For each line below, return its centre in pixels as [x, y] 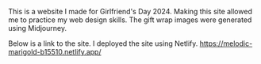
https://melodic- [226, 43]
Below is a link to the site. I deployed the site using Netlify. [103, 43]
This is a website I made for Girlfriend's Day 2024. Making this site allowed [130, 11]
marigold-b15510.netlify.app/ [55, 52]
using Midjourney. [38, 28]
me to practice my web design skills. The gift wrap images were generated [130, 20]
